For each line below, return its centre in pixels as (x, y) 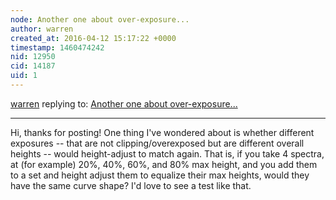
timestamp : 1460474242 (57, 47)
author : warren (42, 29)
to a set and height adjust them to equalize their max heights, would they (160, 175)
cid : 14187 (33, 66)
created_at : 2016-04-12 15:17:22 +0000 (93, 38)
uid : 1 (24, 76)
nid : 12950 (33, 57)
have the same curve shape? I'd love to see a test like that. (131, 185)
